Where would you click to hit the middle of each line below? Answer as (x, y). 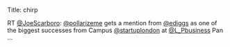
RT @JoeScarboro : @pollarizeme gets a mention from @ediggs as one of (112, 23)
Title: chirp (23, 10)
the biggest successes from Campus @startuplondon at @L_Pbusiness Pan (115, 30)
